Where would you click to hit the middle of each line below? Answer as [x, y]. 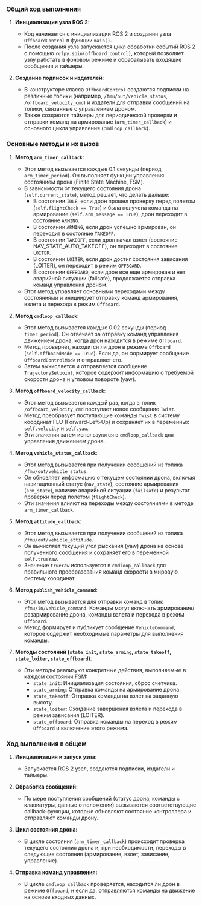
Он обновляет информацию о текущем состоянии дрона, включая [110, 477]
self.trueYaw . [41, 558]
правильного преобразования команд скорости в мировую [101, 572]
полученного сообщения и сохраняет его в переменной [96, 552]
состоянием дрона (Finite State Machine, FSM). [84, 182]
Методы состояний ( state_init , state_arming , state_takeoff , [93, 652]
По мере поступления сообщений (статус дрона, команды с [102, 798]
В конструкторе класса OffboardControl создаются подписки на [106, 90]
